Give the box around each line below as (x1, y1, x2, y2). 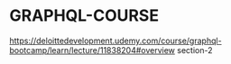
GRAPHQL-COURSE (9, 5, 160, 26)
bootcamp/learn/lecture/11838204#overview (9, 44, 176, 55)
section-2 (177, 44, 213, 55)
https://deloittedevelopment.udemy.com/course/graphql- (9, 35, 223, 46)
